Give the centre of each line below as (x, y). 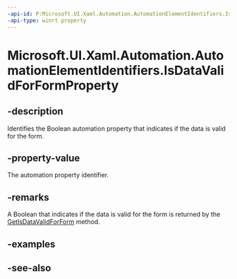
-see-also (29, 268)
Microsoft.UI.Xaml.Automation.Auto (116, 55)
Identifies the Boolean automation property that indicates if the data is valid (116, 129)
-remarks (28, 197)
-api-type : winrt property (47, 20)
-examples (31, 244)
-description (35, 111)
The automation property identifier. (58, 175)
